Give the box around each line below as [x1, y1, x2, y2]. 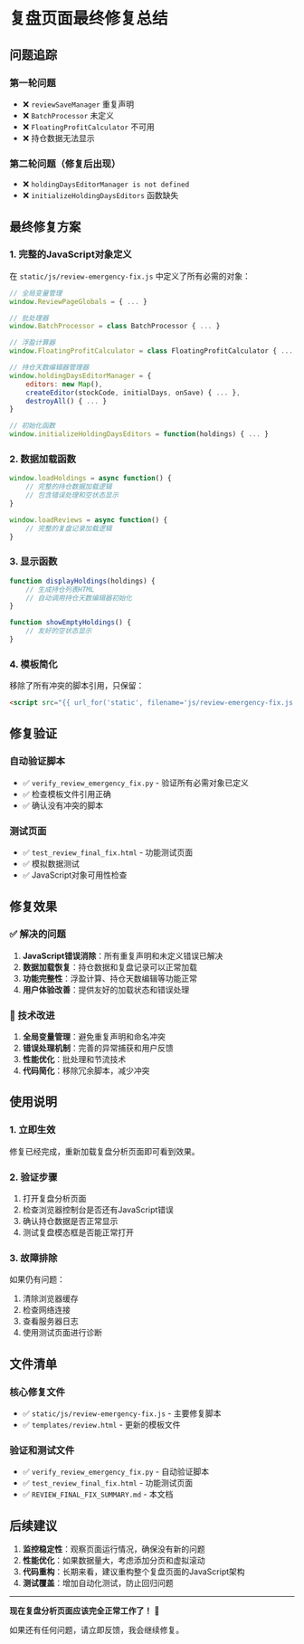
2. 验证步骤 [9, 1171, 58, 1183]
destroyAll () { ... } [25, 396, 107, 405]
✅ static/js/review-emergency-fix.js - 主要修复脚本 [22, 1408, 222, 1419]
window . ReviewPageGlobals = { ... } [9, 297, 147, 306]
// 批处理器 [9, 313, 50, 322]
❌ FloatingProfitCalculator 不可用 [22, 121, 156, 132]
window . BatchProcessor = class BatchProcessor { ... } [9, 322, 221, 331]
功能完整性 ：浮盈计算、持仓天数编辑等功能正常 [22, 973, 197, 984]
